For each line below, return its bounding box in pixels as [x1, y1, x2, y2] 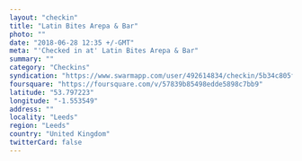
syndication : [9, 72, 58, 80]
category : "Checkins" [9, 64, 91, 72]
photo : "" [9, 30, 47, 38]
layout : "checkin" [9, 13, 78, 22]
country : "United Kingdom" [9, 130, 111, 139]
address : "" [9, 105, 54, 114]
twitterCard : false [9, 138, 83, 147]
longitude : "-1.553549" [9, 96, 99, 106]
